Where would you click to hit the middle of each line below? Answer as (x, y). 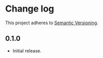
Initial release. (27, 50)
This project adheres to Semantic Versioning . (52, 23)
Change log (30, 9)
